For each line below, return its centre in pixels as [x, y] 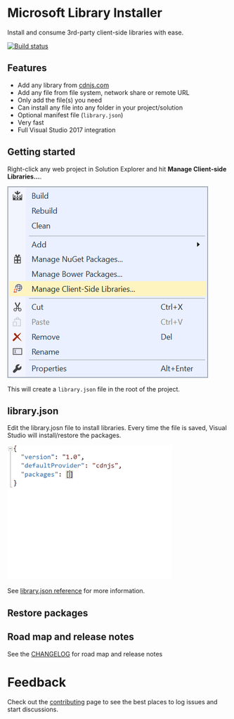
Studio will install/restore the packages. [64, 435]
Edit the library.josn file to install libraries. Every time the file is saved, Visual [117, 428]
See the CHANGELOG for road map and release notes [85, 654]
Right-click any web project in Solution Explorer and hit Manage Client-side [117, 169]
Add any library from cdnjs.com [63, 85]
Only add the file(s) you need [59, 100]
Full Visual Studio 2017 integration [66, 130]
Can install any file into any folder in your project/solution [100, 108]
